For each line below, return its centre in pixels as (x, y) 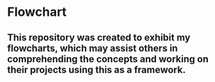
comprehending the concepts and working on (108, 59)
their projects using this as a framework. (96, 70)
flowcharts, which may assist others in (93, 48)
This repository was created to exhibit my (99, 38)
